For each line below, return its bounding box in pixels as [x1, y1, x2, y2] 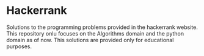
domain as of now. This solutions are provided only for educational [6, 36, 174, 43]
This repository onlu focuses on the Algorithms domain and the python [6, 30, 184, 37]
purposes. [6, 43, 32, 50]
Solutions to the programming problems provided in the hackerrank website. [6, 23, 199, 31]
